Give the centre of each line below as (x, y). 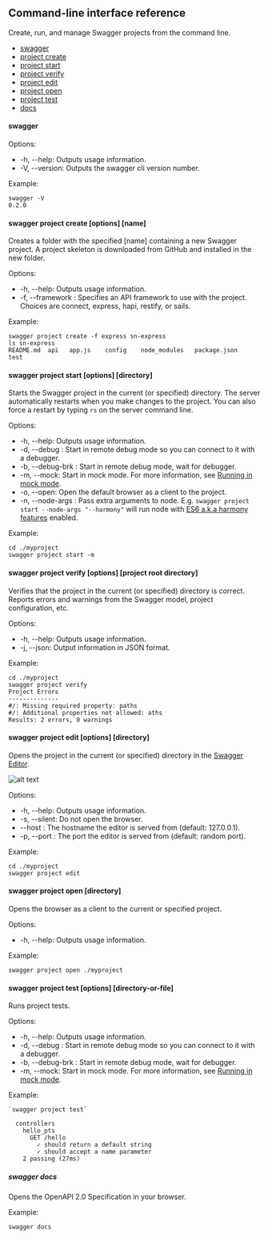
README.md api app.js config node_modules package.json (123, 351)
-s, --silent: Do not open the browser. (81, 819)
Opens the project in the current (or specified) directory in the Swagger (126, 755)
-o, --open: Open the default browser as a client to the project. (123, 492)
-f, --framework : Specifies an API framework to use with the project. (133, 298)
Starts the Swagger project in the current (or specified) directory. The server (134, 393)
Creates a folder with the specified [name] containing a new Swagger (123, 241)
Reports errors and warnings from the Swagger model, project (111, 599)
